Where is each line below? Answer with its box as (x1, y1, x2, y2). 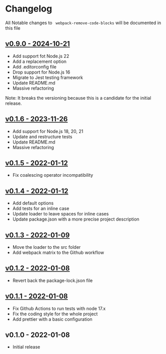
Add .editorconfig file (12, 63, 57, 69)
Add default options (12, 200, 54, 206)
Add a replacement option (12, 58, 67, 64)
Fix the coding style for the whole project (12, 311, 98, 317)
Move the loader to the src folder (12, 244, 81, 250)
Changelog (5, 3, 52, 15)
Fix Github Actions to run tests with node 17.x (12, 305, 106, 311)
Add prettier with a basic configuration (12, 316, 93, 322)
